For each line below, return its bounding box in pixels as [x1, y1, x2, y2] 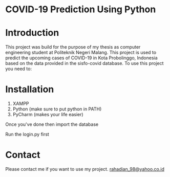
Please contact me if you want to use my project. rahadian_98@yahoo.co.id [5, 166, 165, 172]
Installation [5, 83, 54, 95]
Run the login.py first [5, 131, 50, 138]
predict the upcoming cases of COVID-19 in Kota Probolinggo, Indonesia [5, 55, 158, 61]
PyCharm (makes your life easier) [12, 112, 83, 118]
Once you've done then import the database [5, 121, 99, 127]
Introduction [5, 27, 59, 39]
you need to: [5, 65, 32, 72]
